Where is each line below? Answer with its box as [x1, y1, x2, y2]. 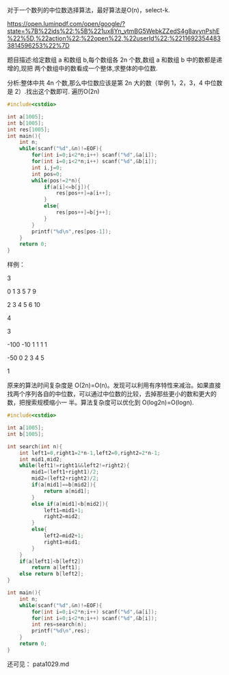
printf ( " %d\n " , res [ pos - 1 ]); [31, 228, 111, 235]
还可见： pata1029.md [7, 660, 70, 668]
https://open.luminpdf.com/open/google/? [7, 20, 125, 27]
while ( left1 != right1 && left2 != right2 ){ [19, 462, 130, 469]
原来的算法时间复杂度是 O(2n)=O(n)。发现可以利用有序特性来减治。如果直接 [7, 381, 221, 389]
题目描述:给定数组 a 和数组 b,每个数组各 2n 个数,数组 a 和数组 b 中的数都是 [7, 56, 217, 64]
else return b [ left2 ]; [19, 571, 84, 578]
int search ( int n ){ [7, 443, 63, 450]
